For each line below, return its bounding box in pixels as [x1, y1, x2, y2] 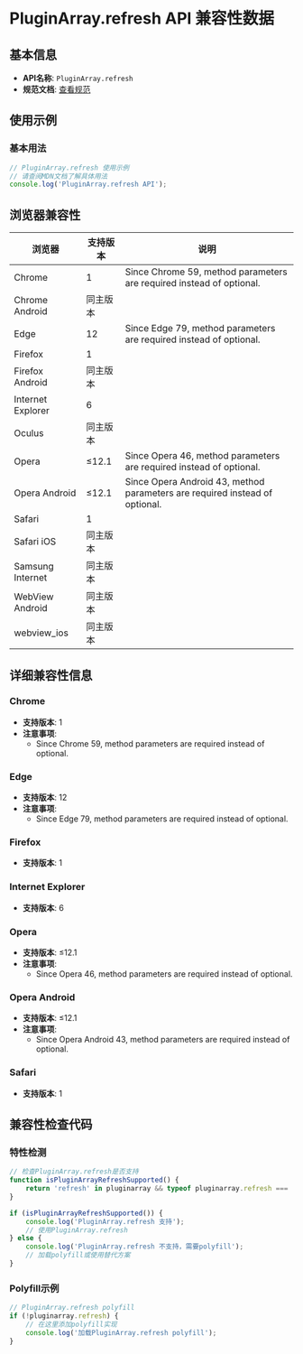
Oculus [14, 427, 44, 440]
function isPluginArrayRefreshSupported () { [9, 1175, 179, 1185]
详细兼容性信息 [9, 667, 93, 682]
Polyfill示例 [9, 1282, 60, 1294]
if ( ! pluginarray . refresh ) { [9, 1312, 119, 1321]
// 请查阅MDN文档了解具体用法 [9, 172, 108, 181]
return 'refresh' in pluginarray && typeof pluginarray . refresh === [25, 1184, 289, 1193]
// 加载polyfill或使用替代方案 [25, 1251, 131, 1260]
